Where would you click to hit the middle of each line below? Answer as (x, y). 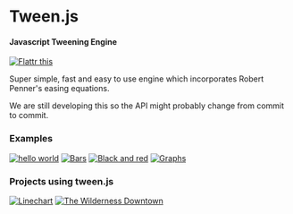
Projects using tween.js (62, 181)
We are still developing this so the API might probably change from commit (146, 106)
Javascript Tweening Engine (63, 41)
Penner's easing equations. (59, 89)
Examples (31, 139)
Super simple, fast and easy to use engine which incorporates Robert (137, 79)
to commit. (29, 116)
